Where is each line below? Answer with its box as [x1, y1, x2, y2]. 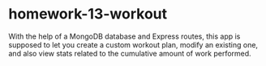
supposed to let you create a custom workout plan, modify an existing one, [8, 39, 258, 49]
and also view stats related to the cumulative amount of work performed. [8, 48, 251, 58]
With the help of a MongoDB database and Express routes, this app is [8, 31, 241, 41]
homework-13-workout [8, 5, 168, 23]
